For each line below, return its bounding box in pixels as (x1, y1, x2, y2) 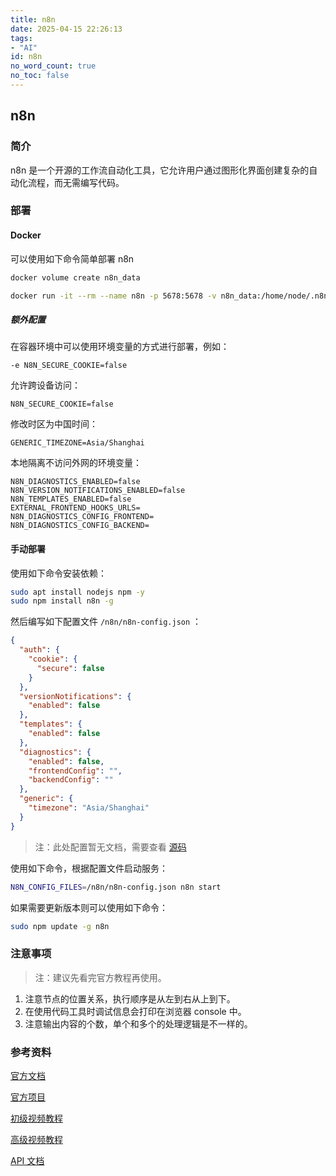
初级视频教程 (10, 1112, 63, 1125)
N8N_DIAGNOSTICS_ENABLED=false (10, 477, 141, 487)
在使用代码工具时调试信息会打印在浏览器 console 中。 (24, 1005, 247, 1017)
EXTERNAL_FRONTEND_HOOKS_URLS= (10, 503, 141, 513)
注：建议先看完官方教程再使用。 (34, 971, 167, 983)
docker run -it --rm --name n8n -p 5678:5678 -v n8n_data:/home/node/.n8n (10, 291, 329, 301)
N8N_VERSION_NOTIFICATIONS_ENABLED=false (10, 486, 186, 496)
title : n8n (10, 14, 56, 25)
